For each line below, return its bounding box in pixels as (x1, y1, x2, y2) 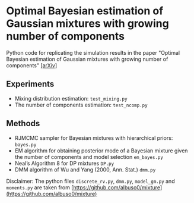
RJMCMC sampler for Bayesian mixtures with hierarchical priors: (14, 134, 173, 141)
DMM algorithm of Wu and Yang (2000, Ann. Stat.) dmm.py (14, 165, 156, 173)
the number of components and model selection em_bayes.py (14, 153, 163, 160)
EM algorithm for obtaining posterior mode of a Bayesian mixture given (14, 147, 188, 154)
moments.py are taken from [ (6, 183, 74, 191)
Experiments (6, 79, 55, 89)
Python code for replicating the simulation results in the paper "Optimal (6, 49, 180, 56)
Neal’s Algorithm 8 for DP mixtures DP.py (14, 160, 115, 167)
